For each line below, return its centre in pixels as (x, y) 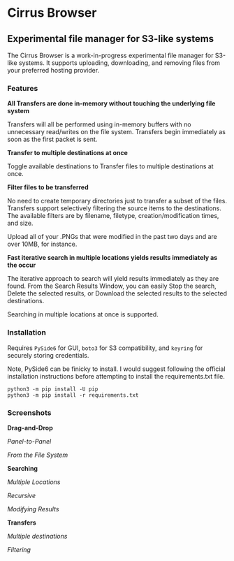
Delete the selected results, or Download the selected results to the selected (117, 293)
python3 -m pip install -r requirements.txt (73, 395)
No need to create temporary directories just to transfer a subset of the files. (117, 201)
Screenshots (29, 412)
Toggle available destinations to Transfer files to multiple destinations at (111, 166)
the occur (22, 265)
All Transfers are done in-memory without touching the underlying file (111, 103)
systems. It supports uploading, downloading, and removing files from (119, 63)
